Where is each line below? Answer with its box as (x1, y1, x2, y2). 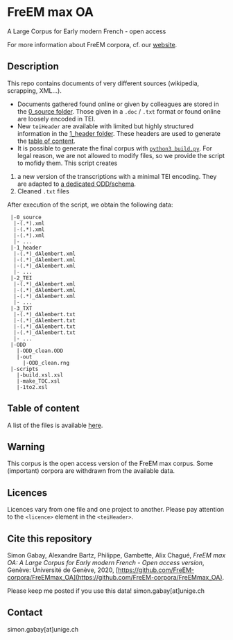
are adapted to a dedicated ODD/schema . (17, 180, 137, 188)
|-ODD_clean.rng (22, 359, 70, 366)
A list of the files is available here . (7, 421, 103, 429)
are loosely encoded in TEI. (17, 114, 96, 123)
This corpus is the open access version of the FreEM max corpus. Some (7, 459, 214, 468)
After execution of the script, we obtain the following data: (7, 200, 173, 209)
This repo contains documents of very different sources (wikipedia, (7, 79, 200, 87)
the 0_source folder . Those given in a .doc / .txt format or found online (17, 107, 221, 115)
